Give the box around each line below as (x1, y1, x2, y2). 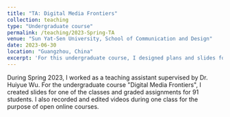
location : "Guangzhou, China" (7, 49, 94, 55)
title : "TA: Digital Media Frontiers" (7, 10, 118, 17)
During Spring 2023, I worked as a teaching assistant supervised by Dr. (7, 73, 208, 81)
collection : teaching (7, 16, 69, 23)
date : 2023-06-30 (7, 42, 57, 49)
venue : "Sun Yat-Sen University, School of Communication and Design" (7, 36, 213, 42)
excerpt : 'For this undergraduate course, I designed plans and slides (7, 55, 216, 62)
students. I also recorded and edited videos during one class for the (7, 95, 199, 103)
